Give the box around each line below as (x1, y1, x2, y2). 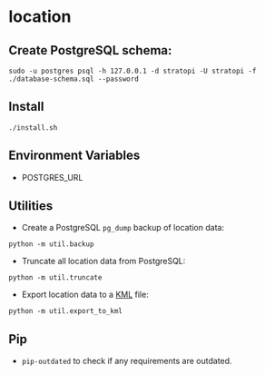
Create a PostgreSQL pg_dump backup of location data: (21, 222, 224, 233)
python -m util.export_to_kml (8, 307, 123, 316)
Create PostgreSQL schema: (8, 43, 172, 58)
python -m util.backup (8, 240, 94, 249)
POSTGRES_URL (21, 172, 83, 183)
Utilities (8, 198, 54, 214)
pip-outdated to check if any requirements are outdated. (21, 356, 232, 367)
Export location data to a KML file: (21, 289, 149, 301)
